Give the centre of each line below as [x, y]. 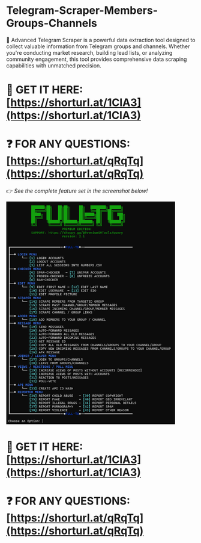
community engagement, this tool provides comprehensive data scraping [97, 59]
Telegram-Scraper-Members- [82, 11]
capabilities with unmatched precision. [54, 65]
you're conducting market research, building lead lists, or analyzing [89, 52]
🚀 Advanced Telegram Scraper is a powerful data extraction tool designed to [101, 40]
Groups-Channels [52, 23]
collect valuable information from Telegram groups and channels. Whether [98, 46]
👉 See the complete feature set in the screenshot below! [77, 191]
